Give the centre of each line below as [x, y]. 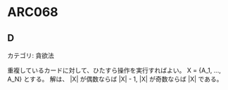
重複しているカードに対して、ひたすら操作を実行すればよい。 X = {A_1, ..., [114, 70]
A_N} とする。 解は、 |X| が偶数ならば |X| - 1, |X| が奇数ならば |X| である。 [115, 79]
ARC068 [33, 12]
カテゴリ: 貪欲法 [31, 55]
